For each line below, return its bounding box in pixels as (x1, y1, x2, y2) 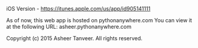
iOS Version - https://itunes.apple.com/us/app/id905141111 (6, 5, 150, 12)
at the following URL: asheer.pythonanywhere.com (6, 23, 132, 30)
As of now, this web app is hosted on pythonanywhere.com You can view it (6, 17, 193, 23)
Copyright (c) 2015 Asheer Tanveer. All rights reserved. (6, 35, 143, 41)
